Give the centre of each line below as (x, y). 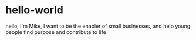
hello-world (35, 10)
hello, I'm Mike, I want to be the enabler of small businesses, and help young (98, 26)
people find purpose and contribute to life (56, 32)
